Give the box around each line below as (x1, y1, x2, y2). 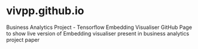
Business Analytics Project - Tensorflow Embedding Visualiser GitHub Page (6, 24, 193, 31)
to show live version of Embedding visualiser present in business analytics (6, 30, 190, 37)
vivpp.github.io (6, 4, 85, 18)
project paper (6, 36, 40, 43)
